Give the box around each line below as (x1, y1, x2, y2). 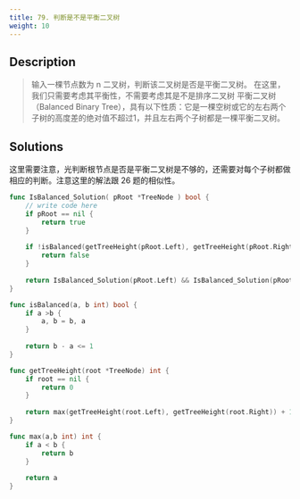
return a (25, 474, 58, 483)
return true (41, 218, 87, 227)
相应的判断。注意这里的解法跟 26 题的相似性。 (9, 175, 180, 186)
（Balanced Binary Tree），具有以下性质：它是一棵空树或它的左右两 (30, 102, 279, 112)
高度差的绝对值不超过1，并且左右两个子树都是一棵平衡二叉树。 (54, 112, 286, 123)
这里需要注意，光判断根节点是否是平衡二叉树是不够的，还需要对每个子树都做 (9, 164, 291, 175)
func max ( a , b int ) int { (9, 432, 102, 441)
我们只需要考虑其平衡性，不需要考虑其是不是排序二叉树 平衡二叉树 (30, 90, 277, 101)
